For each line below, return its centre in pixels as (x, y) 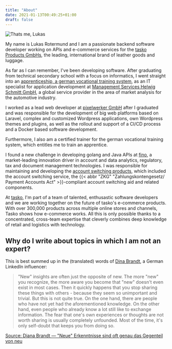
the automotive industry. (31, 98)
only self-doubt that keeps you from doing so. (66, 326)
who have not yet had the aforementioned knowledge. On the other (89, 304)
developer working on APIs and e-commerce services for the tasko (76, 50)
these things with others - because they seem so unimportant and (88, 293)
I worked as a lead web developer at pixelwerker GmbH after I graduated (82, 108)
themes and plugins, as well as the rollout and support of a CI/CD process (83, 124)
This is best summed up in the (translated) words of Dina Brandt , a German (84, 261)
